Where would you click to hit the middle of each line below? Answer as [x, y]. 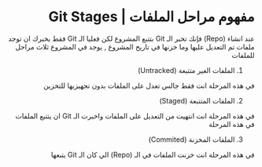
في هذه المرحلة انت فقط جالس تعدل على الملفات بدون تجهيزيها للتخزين [149, 85]
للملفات [243, 55]
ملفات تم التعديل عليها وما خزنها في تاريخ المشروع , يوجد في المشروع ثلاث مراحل [135, 46]
